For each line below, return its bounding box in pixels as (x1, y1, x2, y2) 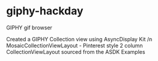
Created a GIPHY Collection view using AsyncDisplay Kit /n (6, 35, 153, 42)
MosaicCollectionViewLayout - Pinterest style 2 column (6, 42, 143, 49)
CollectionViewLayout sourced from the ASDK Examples (6, 48, 145, 55)
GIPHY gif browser (6, 24, 53, 31)
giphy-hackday (6, 4, 84, 18)
